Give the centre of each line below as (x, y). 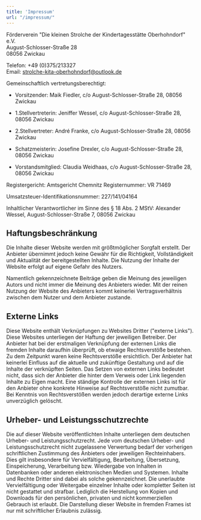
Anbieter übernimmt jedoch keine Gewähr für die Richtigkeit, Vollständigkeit (100, 254)
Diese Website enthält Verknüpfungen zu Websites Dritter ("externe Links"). (100, 331)
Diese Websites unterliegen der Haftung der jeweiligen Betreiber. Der (91, 337)
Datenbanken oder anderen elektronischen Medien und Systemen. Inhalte (97, 472)
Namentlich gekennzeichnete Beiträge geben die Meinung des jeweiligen (97, 278)
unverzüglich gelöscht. (34, 401)
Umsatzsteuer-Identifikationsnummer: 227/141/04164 (72, 196)
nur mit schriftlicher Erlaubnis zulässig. (54, 510)
